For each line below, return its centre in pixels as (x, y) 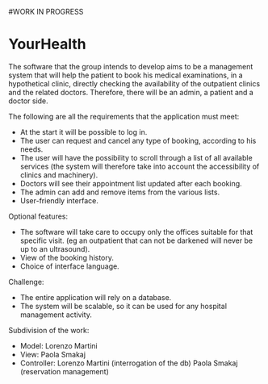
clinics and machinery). (59, 175)
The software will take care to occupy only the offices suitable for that (136, 232)
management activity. (56, 315)
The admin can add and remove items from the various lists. (120, 192)
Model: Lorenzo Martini (59, 345)
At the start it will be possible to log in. (84, 131)
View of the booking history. (67, 257)
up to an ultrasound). (55, 248)
